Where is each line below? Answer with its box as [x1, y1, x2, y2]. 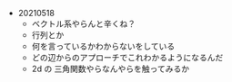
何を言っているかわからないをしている [31, 41, 176, 51]
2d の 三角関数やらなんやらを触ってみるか [31, 63, 189, 74]
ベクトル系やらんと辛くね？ [31, 18, 136, 29]
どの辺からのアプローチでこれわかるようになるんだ [31, 52, 224, 62]
